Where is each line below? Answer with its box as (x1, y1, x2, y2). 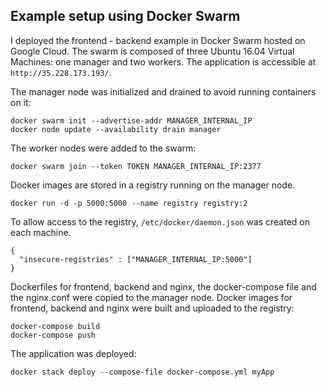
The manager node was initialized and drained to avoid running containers (10, 85, 317, 98)
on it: (10, 96, 32, 108)
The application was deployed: (10, 347, 137, 359)
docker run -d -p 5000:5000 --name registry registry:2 (10, 198, 248, 208)
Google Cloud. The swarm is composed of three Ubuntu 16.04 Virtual (10, 45, 295, 57)
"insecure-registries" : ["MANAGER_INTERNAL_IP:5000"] (19, 254, 253, 264)
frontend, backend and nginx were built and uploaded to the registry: (10, 302, 295, 314)
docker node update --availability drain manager (10, 124, 222, 134)
